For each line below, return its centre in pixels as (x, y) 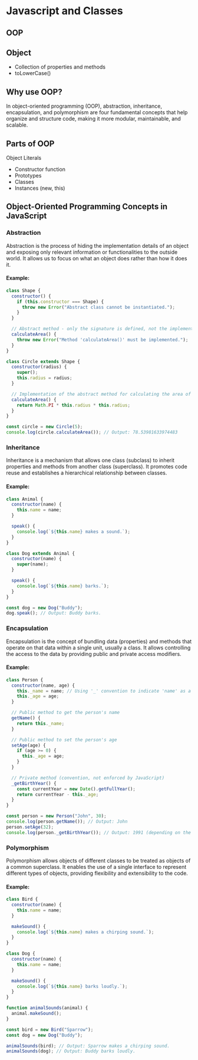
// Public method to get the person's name (65, 713)
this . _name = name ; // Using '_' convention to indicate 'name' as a (104, 691)
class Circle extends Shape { (43, 361)
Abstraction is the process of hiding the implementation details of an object (97, 245)
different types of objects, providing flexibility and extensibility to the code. (97, 873)
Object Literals (24, 158)
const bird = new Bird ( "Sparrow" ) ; (50, 1030)
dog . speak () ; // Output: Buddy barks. (54, 613)
